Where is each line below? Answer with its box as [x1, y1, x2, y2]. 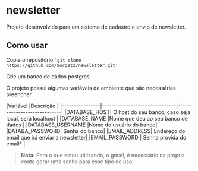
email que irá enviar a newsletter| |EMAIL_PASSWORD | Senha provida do [6, 134, 187, 141]
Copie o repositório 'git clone [6, 56, 81, 63]
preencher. [6, 90, 33, 98]
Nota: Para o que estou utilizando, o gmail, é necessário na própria [20, 151, 186, 159]
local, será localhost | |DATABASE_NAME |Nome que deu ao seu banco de [6, 115, 188, 122]
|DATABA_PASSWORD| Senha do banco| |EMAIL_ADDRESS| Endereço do [6, 127, 186, 134]
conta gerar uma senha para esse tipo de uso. [20, 158, 134, 165]
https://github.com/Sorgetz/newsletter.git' [6, 62, 118, 68]
